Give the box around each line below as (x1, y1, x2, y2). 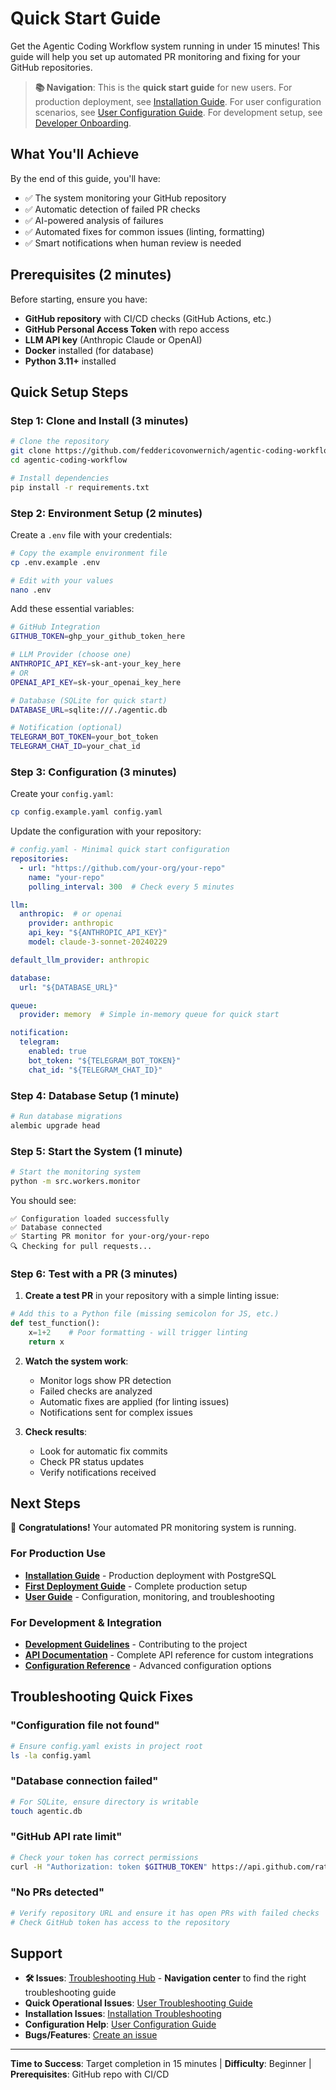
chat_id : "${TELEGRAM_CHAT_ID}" (28, 1065, 163, 1075)
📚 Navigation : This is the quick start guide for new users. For (34, 81, 293, 93)
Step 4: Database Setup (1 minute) (10, 1088, 180, 1102)
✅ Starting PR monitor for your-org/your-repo (10, 1231, 210, 1241)
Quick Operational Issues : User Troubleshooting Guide (24, 1997, 253, 2009)
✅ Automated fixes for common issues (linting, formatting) (24, 225, 266, 237)
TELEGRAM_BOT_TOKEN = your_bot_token (10, 732, 159, 742)
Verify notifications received (39, 1466, 157, 1478)
